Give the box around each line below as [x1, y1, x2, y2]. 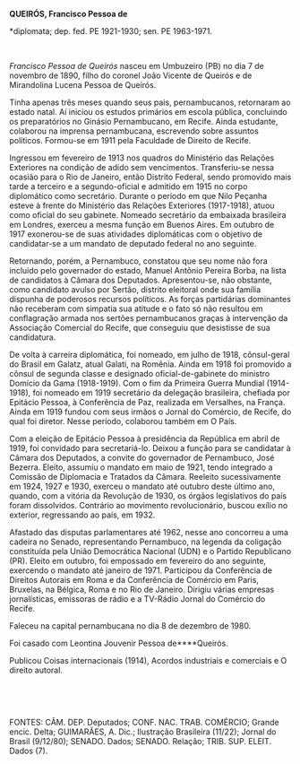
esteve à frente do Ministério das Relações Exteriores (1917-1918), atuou [9, 200, 275, 211]
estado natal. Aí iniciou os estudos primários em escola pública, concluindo [9, 107, 288, 117]
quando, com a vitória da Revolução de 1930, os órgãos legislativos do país [9, 491, 287, 501]
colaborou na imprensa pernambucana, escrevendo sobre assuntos [9, 126, 260, 136]
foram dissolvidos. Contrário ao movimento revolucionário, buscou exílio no [9, 500, 288, 510]
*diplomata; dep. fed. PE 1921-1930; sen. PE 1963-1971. [9, 26, 213, 36]
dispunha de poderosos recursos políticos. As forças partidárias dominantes [9, 294, 291, 304]
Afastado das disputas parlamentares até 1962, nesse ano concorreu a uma [9, 527, 289, 537]
